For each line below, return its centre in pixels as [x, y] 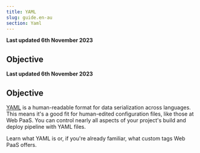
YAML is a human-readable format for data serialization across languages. [99, 107]
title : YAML [21, 12]
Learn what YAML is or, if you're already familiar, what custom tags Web [96, 138]
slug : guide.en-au [29, 18]
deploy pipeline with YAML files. [46, 127]
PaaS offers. [22, 145]
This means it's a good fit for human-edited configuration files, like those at [100, 114]
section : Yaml [24, 23]
